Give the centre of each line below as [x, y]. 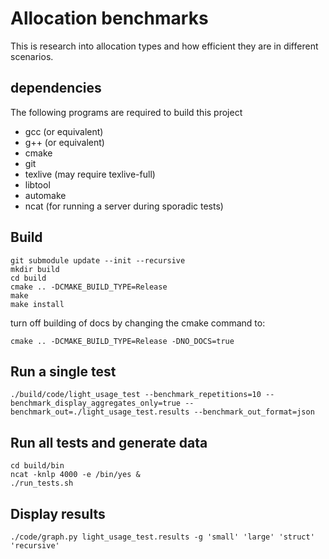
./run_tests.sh [42, 483]
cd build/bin [37, 466]
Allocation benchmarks [109, 18]
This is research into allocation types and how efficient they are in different [164, 46]
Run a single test [63, 371]
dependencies [56, 88]
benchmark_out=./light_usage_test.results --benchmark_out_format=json [162, 412]
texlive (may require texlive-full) [90, 174]
